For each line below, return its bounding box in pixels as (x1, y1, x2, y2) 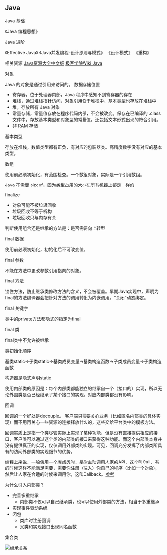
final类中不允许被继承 (5, 337, 49, 343)
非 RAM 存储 (12, 123, 38, 129)
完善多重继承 (12, 492, 39, 498)
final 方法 (5, 278, 24, 284)
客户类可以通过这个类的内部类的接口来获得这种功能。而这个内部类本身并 (13, 436, 162, 442)
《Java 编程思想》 (5, 28, 40, 34)
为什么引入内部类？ (5, 482, 45, 488)
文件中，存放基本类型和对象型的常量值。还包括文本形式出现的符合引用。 (12, 116, 161, 122)
